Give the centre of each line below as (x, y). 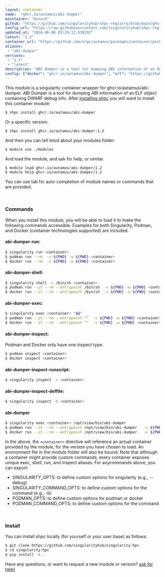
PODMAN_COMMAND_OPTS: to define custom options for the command (85, 503)
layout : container (24, 10)
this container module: (28, 103)
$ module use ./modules (29, 149)
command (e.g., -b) (32, 493)
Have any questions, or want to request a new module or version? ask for (79, 564)
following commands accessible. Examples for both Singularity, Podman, (79, 225)
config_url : (17, 28)
